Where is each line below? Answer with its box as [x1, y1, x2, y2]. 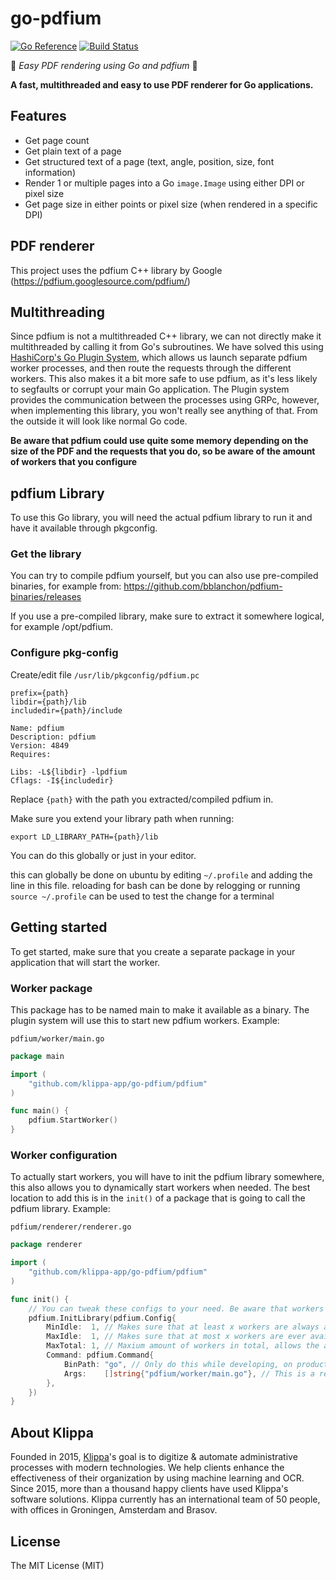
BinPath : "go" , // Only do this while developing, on [63, 1359, 293, 1369]
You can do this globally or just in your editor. [10, 849, 197, 861]
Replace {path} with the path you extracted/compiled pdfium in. [10, 793, 274, 805]
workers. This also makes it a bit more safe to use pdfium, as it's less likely [10, 373, 318, 385]
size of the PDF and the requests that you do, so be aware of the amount [10, 445, 316, 457]
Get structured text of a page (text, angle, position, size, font [24, 155, 275, 167]
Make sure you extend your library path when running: [10, 812, 235, 824]
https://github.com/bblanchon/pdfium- [123, 580, 283, 592]
